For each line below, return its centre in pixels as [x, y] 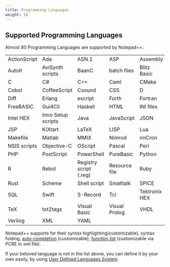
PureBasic [121, 154]
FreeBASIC [21, 107]
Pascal [117, 146]
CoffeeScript [57, 90]
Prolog [117, 212]
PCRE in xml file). [23, 244]
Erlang [50, 98]
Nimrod [118, 138]
